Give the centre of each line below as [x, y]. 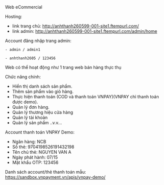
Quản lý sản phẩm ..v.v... [37, 123]
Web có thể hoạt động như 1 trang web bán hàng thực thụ [63, 67]
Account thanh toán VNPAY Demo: [40, 132]
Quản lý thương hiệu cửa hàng [43, 112]
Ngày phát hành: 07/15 [35, 157]
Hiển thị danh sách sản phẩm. [42, 86]
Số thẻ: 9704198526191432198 [43, 147]
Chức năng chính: [23, 77]
